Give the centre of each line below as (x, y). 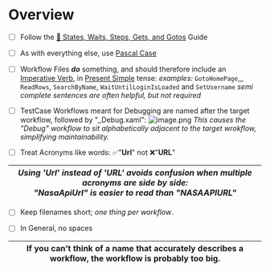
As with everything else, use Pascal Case (88, 53)
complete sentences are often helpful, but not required (110, 95)
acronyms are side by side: (135, 183)
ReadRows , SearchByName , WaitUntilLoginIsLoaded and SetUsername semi (136, 87)
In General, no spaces (56, 228)
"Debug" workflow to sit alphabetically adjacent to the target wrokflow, (138, 128)
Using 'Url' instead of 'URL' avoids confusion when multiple (135, 173)
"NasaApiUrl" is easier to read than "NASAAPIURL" (135, 193)
